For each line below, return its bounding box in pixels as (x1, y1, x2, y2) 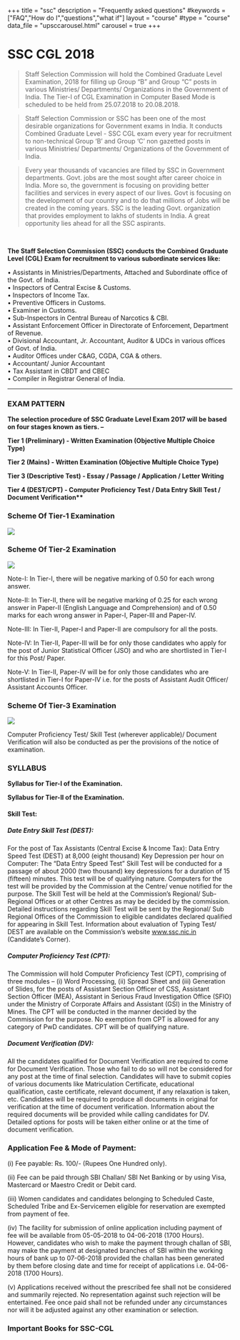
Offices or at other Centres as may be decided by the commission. (34, 896, 230, 906)
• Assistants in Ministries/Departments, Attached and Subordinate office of (7, 268, 228, 276)
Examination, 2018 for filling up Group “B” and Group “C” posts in (24, 77, 217, 86)
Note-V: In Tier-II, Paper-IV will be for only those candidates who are (7, 667, 209, 676)
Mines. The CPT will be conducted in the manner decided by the (7, 1007, 197, 1016)
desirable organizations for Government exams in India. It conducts (24, 121, 223, 130)
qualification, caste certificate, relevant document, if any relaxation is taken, (7, 1087, 231, 1096)
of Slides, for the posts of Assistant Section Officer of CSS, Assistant (7, 984, 210, 993)
